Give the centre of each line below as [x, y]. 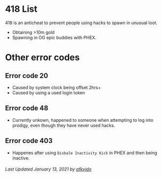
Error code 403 [29, 141]
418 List [21, 9]
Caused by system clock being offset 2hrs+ [56, 87]
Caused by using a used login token [49, 93]
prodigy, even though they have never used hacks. [64, 125]
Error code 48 [27, 108]
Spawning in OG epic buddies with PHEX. [54, 37]
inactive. [21, 158]
